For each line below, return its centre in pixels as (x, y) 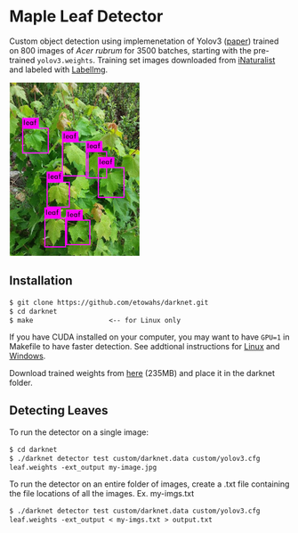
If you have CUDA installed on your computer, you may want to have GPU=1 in (149, 337)
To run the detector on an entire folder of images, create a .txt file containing (149, 484)
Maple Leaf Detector (86, 16)
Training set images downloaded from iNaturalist (186, 60)
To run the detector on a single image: (79, 432)
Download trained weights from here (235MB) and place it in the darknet (142, 373)
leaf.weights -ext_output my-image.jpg (83, 467)
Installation (41, 281)
